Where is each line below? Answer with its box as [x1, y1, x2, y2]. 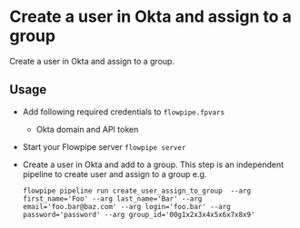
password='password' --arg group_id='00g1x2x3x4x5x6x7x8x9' [22, 210, 255, 219]
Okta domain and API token [35, 124, 139, 134]
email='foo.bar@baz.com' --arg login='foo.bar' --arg [22, 202, 231, 211]
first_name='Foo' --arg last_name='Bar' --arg [22, 193, 203, 203]
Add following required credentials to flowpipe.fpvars [22, 106, 225, 117]
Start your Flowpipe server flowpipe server [22, 141, 186, 152]
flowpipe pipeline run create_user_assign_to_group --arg [22, 186, 252, 195]
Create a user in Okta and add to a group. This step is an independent [22, 159, 285, 170]
